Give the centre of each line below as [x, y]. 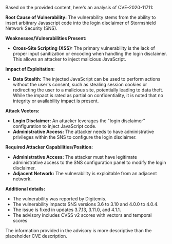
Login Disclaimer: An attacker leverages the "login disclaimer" [79, 121]
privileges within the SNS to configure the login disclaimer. [75, 137]
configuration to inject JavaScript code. [54, 126]
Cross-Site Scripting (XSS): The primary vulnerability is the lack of [84, 48]
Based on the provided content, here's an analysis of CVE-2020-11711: [80, 7]
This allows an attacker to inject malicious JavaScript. [70, 59]
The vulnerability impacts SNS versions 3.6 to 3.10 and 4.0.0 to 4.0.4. [85, 204]
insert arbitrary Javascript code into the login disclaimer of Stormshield [81, 23]
